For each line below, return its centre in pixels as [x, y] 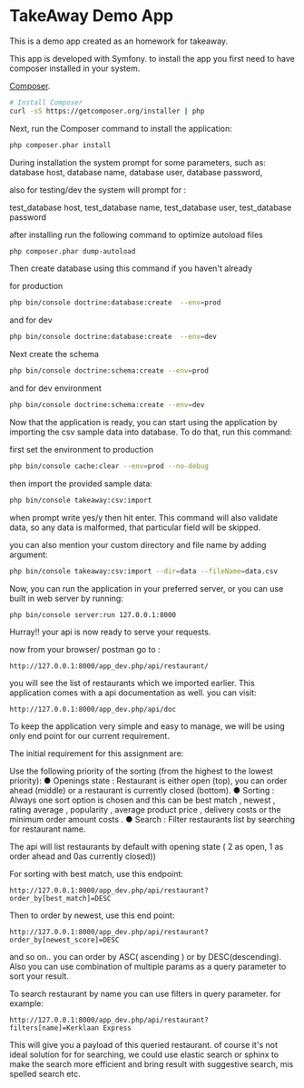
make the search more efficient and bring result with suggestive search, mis [152, 1064]
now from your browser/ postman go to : [85, 650]
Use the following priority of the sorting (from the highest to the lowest [142, 771]
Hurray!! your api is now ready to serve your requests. [110, 632]
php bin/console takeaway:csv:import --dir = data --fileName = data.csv [144, 571]
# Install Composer [46, 102]
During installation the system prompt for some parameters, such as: [137, 162]
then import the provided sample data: [81, 484]
